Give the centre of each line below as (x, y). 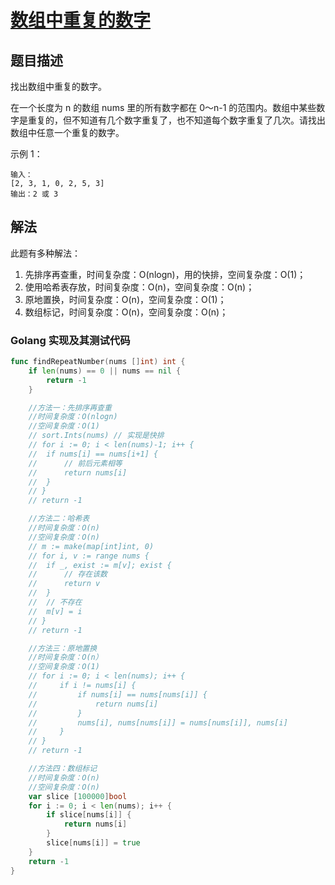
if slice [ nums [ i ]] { (89, 815)
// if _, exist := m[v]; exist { (100, 565)
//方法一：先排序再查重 (70, 407)
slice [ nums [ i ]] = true (93, 843)
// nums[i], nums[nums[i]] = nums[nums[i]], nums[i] (158, 722)
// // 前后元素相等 (75, 463)
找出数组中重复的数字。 (58, 86)
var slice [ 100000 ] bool (78, 796)
